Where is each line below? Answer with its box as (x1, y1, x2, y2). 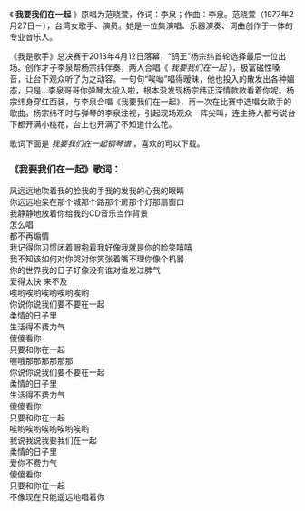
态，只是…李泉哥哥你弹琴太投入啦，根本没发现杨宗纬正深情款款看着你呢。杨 (9, 85, 295, 95)
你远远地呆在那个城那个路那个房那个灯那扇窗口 (9, 197, 184, 208)
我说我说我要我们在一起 (9, 435, 97, 446)
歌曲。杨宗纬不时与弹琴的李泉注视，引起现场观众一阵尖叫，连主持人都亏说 (9, 108, 288, 118)
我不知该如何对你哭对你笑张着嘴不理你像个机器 (9, 253, 184, 264)
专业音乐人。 (9, 32, 57, 42)
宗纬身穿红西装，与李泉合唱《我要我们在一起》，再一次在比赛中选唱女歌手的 (9, 96, 292, 107)
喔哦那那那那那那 (9, 356, 74, 367)
